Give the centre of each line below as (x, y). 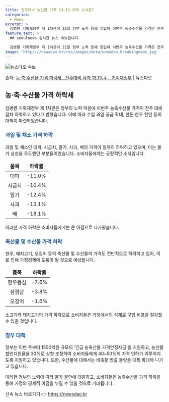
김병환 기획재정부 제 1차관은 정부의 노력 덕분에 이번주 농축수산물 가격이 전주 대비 (84, 108)
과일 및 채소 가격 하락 (29, 135)
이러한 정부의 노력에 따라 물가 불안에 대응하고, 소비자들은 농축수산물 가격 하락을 (83, 377)
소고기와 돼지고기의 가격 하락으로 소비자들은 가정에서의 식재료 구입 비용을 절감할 (84, 315)
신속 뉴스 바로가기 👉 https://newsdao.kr (46, 394)
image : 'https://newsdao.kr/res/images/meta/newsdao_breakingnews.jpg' (82, 52)
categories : (18, 15)
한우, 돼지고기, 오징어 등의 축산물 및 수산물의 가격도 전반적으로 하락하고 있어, (80, 254)
